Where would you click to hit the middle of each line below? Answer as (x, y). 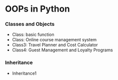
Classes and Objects (30, 24)
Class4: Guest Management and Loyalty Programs (62, 50)
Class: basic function (33, 34)
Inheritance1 (24, 73)
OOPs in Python (38, 9)
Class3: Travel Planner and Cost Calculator (55, 45)
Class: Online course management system (54, 40)
